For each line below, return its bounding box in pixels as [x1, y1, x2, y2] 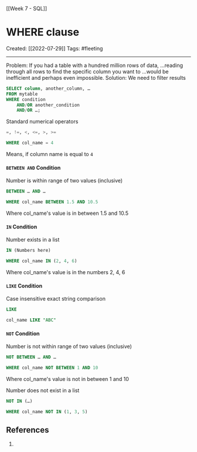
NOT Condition [6, 330, 40, 337]
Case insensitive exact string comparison [6, 295, 106, 302]
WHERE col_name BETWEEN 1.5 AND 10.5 [6, 199, 98, 205]
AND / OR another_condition [16, 102, 80, 108]
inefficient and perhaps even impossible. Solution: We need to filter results [6, 74, 186, 81]
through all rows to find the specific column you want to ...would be [6, 68, 169, 75]
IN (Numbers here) [6, 248, 51, 254]
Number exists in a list [6, 236, 60, 243]
